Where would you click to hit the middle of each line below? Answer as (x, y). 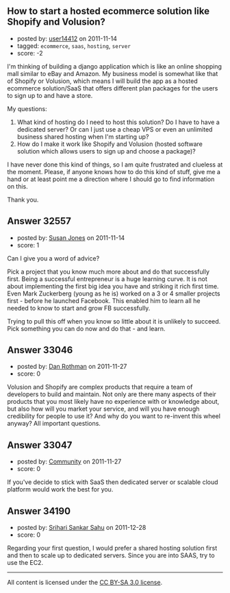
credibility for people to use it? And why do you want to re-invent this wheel (114, 416)
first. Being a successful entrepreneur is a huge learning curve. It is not (107, 279)
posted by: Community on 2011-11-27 (69, 461)
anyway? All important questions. (54, 424)
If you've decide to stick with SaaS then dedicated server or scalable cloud (113, 482)
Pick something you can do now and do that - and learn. (86, 328)
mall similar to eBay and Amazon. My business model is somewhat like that (113, 73)
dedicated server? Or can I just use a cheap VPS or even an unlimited (115, 129)
